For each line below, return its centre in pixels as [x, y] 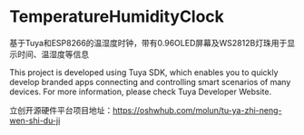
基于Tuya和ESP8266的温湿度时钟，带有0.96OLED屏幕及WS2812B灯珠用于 [148, 43]
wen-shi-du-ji [35, 121]
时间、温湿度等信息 [53, 54]
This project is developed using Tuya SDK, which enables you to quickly [144, 72]
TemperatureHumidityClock [117, 17]
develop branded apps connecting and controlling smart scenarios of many [150, 82]
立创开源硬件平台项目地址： [61, 110]
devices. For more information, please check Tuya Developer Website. [141, 92]
